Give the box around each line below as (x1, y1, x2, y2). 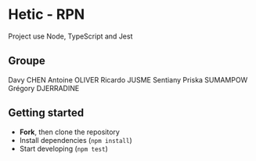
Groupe (8, 54, 45, 68)
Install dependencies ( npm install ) (19, 135, 133, 145)
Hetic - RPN (8, 5, 85, 24)
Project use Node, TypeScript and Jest (8, 31, 133, 41)
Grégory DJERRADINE (8, 83, 80, 93)
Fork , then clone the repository (19, 127, 120, 137)
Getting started (8, 106, 85, 119)
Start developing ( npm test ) (19, 144, 108, 153)
